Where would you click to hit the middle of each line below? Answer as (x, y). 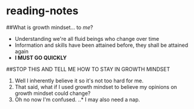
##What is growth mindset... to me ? (50, 27)
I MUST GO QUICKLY (41, 57)
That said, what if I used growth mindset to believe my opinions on (96, 86)
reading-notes (42, 11)
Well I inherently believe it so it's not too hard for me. (79, 81)
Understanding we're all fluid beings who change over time (87, 39)
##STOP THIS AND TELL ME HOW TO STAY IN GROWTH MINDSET (88, 69)
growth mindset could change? (53, 93)
